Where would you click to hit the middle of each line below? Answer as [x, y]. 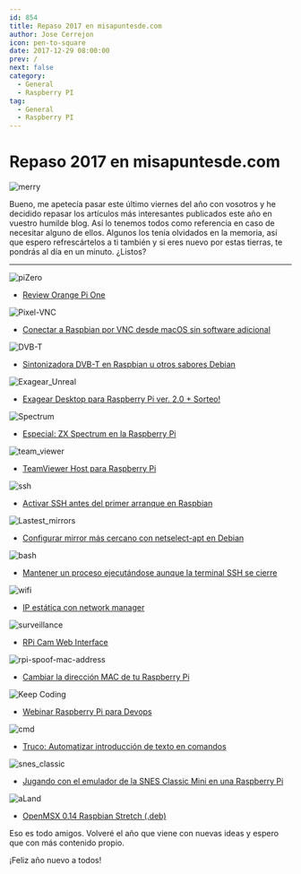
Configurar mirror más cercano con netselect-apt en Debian [133, 538]
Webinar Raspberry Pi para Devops [87, 712]
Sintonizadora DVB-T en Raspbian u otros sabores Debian [129, 365]
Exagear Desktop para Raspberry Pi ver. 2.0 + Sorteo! [121, 399]
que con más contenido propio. [67, 843]
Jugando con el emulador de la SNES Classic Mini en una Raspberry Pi [153, 782]
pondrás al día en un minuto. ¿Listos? [78, 252]
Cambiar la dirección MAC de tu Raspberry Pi [106, 677]
